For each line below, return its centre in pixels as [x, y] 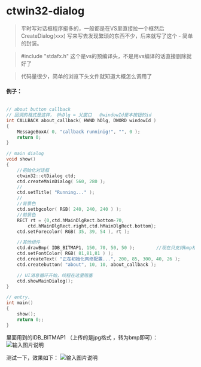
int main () [20, 303]
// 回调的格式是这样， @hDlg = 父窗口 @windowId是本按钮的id [79, 115]
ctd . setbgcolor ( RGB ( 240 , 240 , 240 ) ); [69, 210]
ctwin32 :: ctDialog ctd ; [47, 176]
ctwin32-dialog [45, 11]
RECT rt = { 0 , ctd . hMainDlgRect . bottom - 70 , [71, 220]
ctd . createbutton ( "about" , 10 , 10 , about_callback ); [87, 265]
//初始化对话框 [33, 170]
